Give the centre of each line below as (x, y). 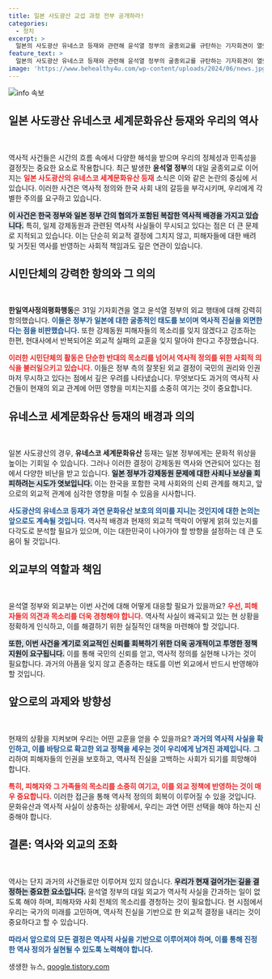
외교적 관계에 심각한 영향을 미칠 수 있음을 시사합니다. (113, 494)
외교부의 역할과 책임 (55, 569)
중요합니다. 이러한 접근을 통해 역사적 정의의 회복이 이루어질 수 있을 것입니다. (136, 796)
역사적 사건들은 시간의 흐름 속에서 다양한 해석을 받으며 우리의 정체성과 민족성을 (133, 157)
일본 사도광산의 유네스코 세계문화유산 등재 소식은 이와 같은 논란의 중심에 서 (140, 177)
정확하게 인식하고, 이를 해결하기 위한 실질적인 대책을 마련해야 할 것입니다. (124, 626)
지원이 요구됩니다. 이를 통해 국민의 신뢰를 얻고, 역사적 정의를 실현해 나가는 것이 (132, 654)
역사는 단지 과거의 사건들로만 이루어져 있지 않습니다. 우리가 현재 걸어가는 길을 (130, 881)
